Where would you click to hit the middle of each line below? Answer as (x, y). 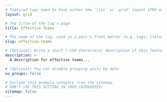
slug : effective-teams (29, 42)
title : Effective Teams (30, 28)
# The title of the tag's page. (39, 23)
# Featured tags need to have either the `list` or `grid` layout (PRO (81, 10)
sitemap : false (21, 92)
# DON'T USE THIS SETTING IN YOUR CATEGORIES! (54, 87)
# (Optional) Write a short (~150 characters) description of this (77, 51)
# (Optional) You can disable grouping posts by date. (63, 69)
